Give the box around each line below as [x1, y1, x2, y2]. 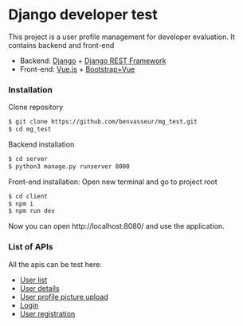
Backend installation [8, 139, 75, 149]
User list [19, 275, 48, 285]
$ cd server [8, 155, 48, 163]
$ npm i [8, 199, 34, 208]
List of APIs [8, 242, 53, 253]
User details [19, 283, 60, 293]
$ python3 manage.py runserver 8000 [8, 162, 130, 171]
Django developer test [8, 6, 158, 24]
